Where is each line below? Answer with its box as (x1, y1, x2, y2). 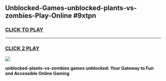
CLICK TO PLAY (5, 27, 43, 33)
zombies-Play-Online (5, 12, 72, 20)
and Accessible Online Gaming (5, 70, 70, 76)
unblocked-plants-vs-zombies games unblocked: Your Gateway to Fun (5, 65, 154, 71)
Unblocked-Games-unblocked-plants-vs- (5, 4, 137, 12)
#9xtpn (73, 12, 96, 20)
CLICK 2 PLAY (5, 45, 40, 52)
